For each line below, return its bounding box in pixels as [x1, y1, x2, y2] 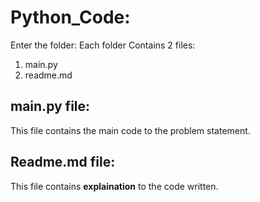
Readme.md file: [10, 154, 116, 171]
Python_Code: [10, 6, 131, 29]
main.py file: [10, 98, 91, 115]
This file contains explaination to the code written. [10, 180, 219, 192]
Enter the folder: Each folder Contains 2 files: [10, 39, 196, 51]
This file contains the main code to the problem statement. [10, 124, 251, 136]
